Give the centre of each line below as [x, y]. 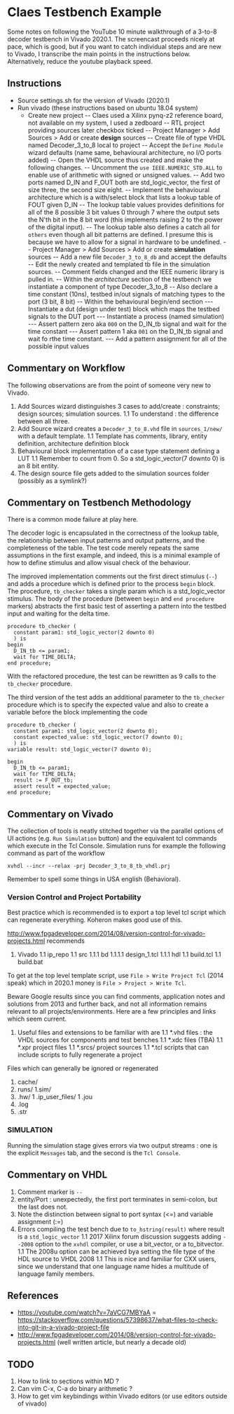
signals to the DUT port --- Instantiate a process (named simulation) [126, 316]
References [33, 1295]
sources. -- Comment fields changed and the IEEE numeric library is [126, 271]
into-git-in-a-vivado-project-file [63, 1327]
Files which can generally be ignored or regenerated [83, 1068]
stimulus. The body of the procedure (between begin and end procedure [111, 599]
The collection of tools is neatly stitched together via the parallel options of [115, 831]
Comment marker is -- [50, 1192]
